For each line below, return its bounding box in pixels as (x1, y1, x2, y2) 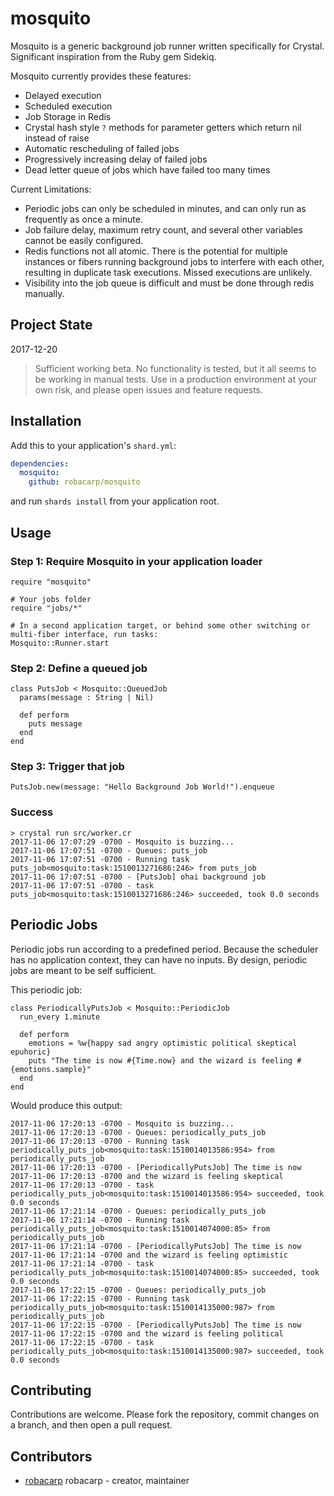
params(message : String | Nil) (19, 693, 155, 703)
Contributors (10, 1448, 93, 1465)
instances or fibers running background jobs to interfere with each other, (24, 255, 325, 267)
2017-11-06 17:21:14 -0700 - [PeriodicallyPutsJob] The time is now (10, 1241, 302, 1251)
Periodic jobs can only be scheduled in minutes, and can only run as (24, 202, 307, 214)
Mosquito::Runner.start (10, 638, 110, 648)
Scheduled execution (24, 100, 113, 112)
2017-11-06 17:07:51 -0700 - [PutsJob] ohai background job (10, 872, 267, 882)
